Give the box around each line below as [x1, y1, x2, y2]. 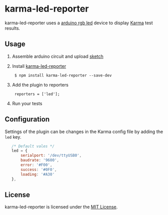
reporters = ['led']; [14, 92, 60, 97]
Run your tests [12, 100, 42, 106]
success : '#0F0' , [20, 167, 57, 172]
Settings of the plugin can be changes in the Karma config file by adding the [5, 128, 163, 135]
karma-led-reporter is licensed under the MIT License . [5, 204, 118, 210]
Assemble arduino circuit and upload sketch [12, 53, 104, 59]
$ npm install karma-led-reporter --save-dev [14, 73, 112, 78]
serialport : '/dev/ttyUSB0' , [20, 153, 82, 158]
